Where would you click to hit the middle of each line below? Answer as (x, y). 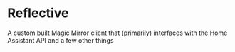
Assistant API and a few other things (61, 40)
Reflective (38, 13)
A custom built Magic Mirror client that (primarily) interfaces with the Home (117, 33)
